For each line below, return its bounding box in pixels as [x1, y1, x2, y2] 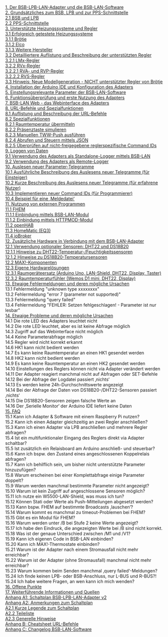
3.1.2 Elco [5, 42, 25, 47]
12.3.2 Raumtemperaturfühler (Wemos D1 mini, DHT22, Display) [5, 275, 136, 281]
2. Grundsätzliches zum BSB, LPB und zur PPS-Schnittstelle [5, 10, 128, 16]
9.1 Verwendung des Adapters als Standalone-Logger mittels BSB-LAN [5, 153, 151, 159]
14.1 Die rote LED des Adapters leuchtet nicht [5, 318, 97, 324]
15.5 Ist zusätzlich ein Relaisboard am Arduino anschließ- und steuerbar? [5, 445, 155, 451]
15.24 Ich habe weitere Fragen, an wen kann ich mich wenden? [5, 578, 135, 584]
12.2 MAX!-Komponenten [5, 260, 57, 265]
